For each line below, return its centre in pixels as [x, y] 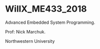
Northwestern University [30, 41]
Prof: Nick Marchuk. [25, 32]
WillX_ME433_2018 [46, 9]
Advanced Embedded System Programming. [50, 22]
